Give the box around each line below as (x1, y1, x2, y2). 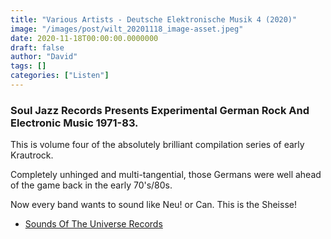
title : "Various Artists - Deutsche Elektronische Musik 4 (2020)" (10, 14, 298, 25)
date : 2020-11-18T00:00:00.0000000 (10, 33, 159, 43)
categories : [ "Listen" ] (10, 71, 110, 81)
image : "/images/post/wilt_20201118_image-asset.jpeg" (10, 24, 244, 34)
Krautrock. (10, 149, 54, 161)
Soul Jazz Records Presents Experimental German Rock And (10, 103, 310, 117)
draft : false (10, 42, 65, 53)
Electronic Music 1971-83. (10, 116, 139, 130)
